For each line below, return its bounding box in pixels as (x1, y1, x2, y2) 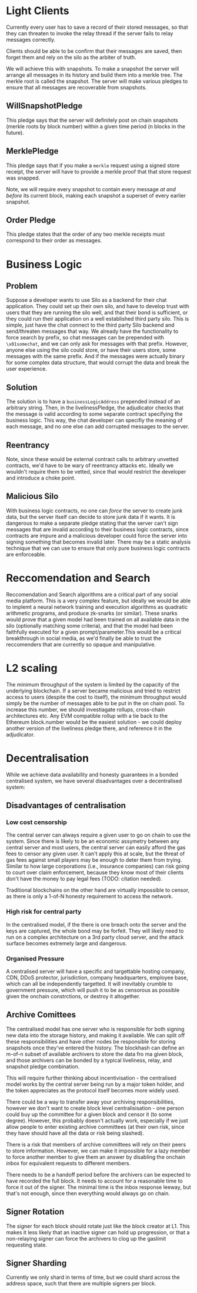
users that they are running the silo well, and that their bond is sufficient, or (6, 309, 188, 316)
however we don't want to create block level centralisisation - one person (6, 1104, 184, 1111)
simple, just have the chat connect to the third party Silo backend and (6, 322, 175, 329)
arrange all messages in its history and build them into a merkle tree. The (6, 71, 183, 78)
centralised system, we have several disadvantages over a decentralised (6, 777, 182, 784)
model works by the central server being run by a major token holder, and (6, 1081, 184, 1088)
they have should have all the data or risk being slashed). (6, 1129, 144, 1137)
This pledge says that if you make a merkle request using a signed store (6, 162, 180, 169)
